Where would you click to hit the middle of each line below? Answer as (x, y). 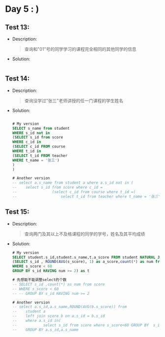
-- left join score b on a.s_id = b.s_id (58, 316)
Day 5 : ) (22, 9)
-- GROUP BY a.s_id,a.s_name (45, 330)
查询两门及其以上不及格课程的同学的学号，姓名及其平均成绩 (85, 234)
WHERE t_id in (27, 151)
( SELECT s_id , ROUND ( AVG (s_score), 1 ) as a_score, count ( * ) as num (83, 262)
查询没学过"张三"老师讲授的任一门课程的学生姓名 (74, 100)
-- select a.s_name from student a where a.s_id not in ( (73, 183)
